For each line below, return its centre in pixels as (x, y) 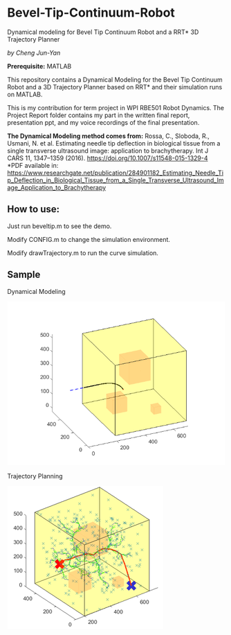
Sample (24, 275)
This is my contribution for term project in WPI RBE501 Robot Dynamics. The (116, 107)
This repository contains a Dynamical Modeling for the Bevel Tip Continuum (115, 79)
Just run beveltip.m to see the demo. (59, 226)
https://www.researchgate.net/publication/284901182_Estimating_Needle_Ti (115, 173)
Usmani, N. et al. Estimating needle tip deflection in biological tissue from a (114, 143)
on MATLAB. (25, 94)
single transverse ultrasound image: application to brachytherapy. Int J (108, 150)
